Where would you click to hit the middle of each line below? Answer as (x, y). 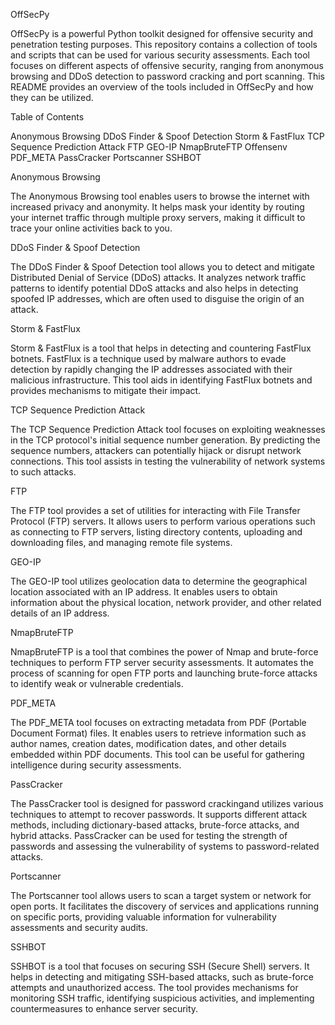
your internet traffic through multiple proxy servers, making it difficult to (158, 217)
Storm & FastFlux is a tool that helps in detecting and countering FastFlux (161, 348)
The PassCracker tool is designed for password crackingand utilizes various (167, 803)
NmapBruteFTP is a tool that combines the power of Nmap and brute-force (164, 652)
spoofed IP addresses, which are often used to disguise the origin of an (157, 298)
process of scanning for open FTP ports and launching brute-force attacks (164, 673)
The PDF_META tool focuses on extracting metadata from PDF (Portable (158, 722)
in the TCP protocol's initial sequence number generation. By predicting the (165, 440)
